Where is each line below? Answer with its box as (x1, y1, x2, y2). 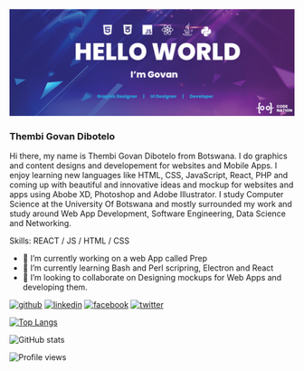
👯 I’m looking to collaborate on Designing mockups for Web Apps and (22, 272, 282, 283)
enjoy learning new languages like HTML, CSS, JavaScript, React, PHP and (9, 170, 289, 181)
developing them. (22, 281, 88, 293)
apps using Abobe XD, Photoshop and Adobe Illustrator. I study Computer (9, 189, 284, 200)
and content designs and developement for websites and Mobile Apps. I (9, 160, 278, 171)
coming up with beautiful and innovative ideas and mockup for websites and (9, 179, 294, 190)
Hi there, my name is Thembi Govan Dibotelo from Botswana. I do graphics (9, 150, 288, 162)
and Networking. (9, 218, 72, 229)
